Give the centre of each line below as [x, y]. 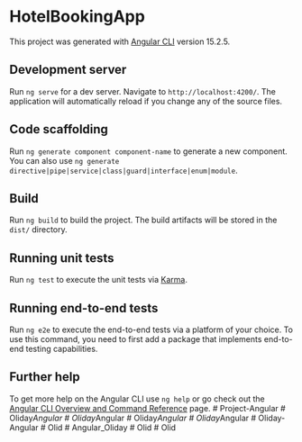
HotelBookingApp [78, 17]
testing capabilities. [62, 349]
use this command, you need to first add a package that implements [136, 339]
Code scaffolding [59, 129]
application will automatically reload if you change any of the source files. [146, 101]
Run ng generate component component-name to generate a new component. [149, 151]
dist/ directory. [38, 230]
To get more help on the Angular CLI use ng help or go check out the [137, 399]
